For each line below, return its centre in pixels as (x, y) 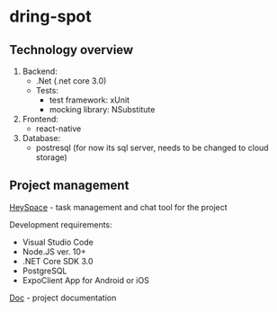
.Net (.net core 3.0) (71, 81)
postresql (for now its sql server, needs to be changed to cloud (152, 147)
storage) (51, 157)
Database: (41, 138)
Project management (69, 186)
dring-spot (50, 17)
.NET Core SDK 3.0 (58, 261)
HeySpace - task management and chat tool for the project (118, 207)
